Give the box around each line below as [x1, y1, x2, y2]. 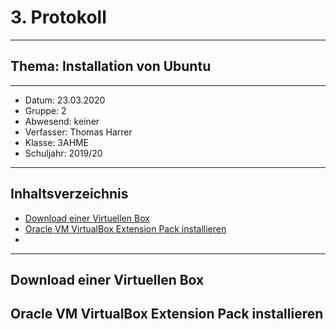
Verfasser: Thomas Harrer [24, 126, 133, 138]
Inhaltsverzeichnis [10, 186, 129, 203]
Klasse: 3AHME [24, 136, 90, 148]
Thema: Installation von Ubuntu [10, 58, 212, 75]
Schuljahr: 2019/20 [24, 147, 103, 159]
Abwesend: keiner [24, 115, 100, 127]
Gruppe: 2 [24, 104, 67, 116]
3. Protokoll [10, 6, 107, 29]
